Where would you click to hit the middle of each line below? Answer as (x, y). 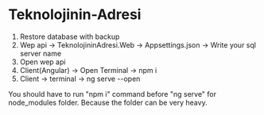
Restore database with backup (70, 36)
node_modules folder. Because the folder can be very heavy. (108, 102)
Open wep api (43, 62)
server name (41, 53)
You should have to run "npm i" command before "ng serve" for (113, 94)
